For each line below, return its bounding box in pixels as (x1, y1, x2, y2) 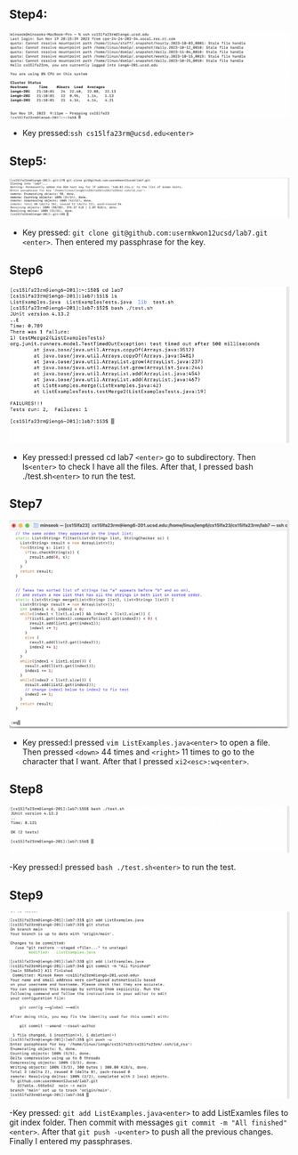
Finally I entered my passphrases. (9, 1136, 133, 1147)
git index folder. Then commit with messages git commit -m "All (9, 1117, 247, 1128)
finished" (251, 1119, 287, 1128)
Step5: (9, 153, 47, 168)
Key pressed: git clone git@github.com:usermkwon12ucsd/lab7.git (21, 227, 269, 238)
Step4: (9, 7, 48, 22)
